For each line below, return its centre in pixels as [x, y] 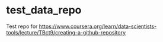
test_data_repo [44, 10]
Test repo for [22, 26]
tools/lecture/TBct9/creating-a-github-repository [66, 32]
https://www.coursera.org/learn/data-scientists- [98, 26]
